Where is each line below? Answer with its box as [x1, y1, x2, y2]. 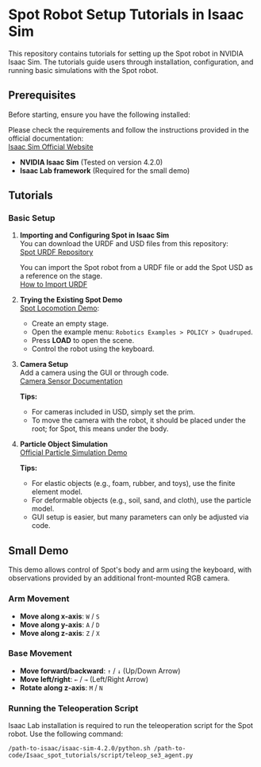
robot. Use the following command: [8, 729, 124, 739]
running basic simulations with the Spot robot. [8, 65, 159, 75]
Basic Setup [8, 213, 56, 224]
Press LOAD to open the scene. [31, 336, 135, 345]
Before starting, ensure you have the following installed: [8, 110, 190, 119]
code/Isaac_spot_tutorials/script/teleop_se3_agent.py [8, 752, 194, 760]
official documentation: [8, 133, 84, 143]
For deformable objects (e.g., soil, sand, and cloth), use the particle [31, 495, 251, 505]
